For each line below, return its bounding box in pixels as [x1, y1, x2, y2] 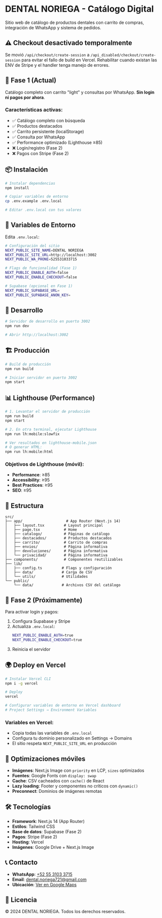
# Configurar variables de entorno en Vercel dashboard [5, 703, 121, 708]
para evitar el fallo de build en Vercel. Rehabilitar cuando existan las [21, 57, 157, 63]
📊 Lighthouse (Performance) [5, 394, 95, 402]
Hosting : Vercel [12, 839, 44, 845]
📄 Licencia [5, 896, 37, 904]
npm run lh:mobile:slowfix [5, 431, 60, 437]
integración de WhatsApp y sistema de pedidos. [5, 24, 101, 30]
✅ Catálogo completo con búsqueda [12, 117, 85, 123]
